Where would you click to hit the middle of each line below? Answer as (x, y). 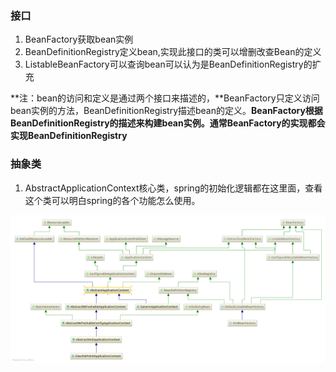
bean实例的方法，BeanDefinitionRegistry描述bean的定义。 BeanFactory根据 (166, 111)
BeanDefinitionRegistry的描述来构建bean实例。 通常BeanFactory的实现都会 (168, 123)
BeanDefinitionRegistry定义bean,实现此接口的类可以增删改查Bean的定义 (173, 52)
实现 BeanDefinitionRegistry (69, 136)
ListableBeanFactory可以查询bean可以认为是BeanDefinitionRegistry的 (168, 64)
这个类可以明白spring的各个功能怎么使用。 (112, 200)
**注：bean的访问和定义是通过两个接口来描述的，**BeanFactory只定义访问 (165, 98)
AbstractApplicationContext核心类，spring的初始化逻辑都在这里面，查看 (173, 188)
